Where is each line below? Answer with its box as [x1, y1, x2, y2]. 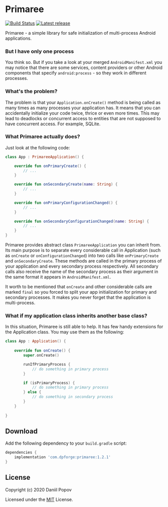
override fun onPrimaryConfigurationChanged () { [14, 200, 118, 205]
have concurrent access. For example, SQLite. [5, 121, 101, 127]
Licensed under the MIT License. [5, 496, 73, 502]
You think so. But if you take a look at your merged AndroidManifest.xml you [5, 59, 162, 65]
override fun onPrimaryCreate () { [14, 163, 86, 168]
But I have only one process [5, 48, 74, 55]
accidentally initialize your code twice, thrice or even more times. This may [5, 110, 159, 116]
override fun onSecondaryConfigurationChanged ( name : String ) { [14, 219, 149, 224]
